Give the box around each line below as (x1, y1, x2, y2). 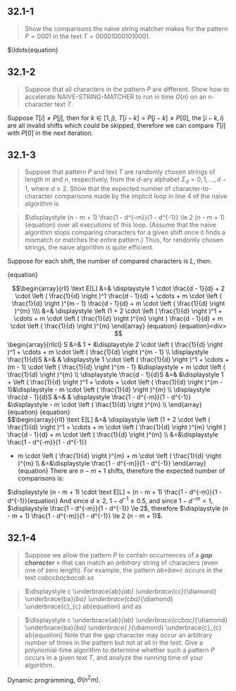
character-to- (172, 184, 212, 193)
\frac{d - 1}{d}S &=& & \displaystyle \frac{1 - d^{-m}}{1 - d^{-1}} (7, 393, 192, 401)
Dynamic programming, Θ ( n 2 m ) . (7, 674, 101, 684)
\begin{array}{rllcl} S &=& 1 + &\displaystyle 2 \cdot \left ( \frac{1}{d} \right (7, 341, 223, 349)
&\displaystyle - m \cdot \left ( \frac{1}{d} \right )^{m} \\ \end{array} (7, 401, 202, 409)
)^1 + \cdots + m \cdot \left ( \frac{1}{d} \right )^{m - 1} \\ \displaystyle (7, 348, 209, 356)
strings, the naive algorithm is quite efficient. (24, 243, 154, 252)
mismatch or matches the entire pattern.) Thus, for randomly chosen (24, 236, 224, 244)
